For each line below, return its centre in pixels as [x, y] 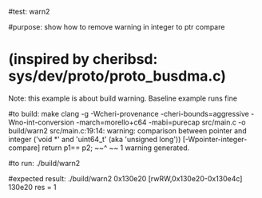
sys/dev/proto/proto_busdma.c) [117, 76]
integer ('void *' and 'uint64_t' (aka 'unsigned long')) [95, 139]
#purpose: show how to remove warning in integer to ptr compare [117, 27]
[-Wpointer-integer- [215, 139]
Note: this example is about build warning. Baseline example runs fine [123, 98]
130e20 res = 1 [33, 187]
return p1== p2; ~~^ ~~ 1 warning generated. [116, 148]
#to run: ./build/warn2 [44, 163]
